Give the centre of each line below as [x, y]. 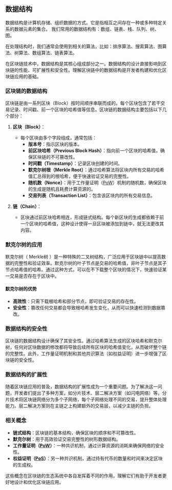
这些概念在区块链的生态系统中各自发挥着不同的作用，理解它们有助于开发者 [84, 476]
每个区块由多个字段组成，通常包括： [59, 138]
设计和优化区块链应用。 [39, 482]
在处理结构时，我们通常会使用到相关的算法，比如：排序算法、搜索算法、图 [84, 46]
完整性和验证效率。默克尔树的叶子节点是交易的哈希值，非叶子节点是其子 [90, 263]
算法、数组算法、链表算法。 [48, 52]
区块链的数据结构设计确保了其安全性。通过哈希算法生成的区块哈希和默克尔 [84, 341]
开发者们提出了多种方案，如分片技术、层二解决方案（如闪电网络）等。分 [90, 393]
